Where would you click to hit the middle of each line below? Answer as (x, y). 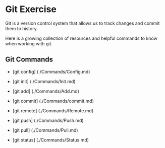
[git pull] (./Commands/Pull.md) (45, 130)
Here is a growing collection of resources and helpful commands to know (81, 38)
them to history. (21, 28)
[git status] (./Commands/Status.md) (51, 140)
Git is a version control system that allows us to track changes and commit (82, 23)
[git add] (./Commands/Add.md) (46, 91)
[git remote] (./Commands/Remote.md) (53, 110)
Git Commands (29, 60)
